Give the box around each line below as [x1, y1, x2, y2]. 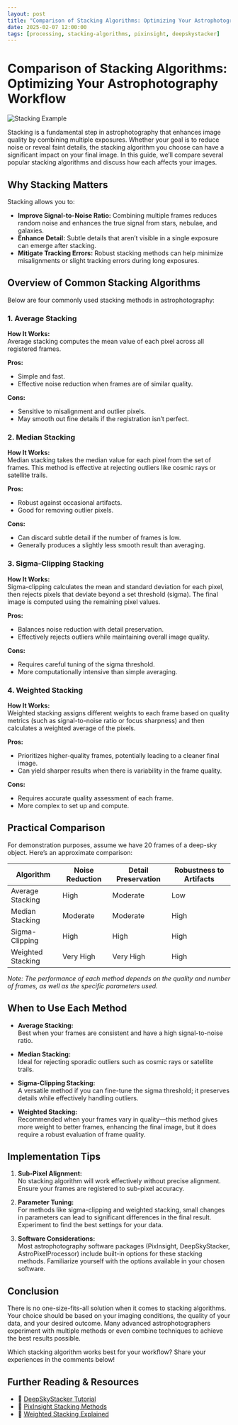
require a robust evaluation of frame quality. [17, 1130, 146, 1139]
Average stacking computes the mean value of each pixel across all [7, 337, 204, 346]
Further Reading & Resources [7, 1376, 140, 1388]
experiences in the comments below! [7, 1356, 115, 1364]
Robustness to [174, 865, 225, 875]
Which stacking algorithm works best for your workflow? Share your [7, 1348, 206, 1356]
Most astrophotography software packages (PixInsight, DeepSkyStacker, [17, 1242, 230, 1251]
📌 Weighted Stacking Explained [17, 1410, 110, 1419]
